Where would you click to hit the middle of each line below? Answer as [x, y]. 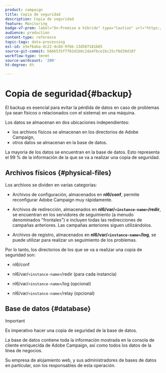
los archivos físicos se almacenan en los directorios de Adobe [75, 132]
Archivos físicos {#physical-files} [59, 173]
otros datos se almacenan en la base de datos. [60, 143]
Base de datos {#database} [48, 309]
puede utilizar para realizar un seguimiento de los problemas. [75, 240]
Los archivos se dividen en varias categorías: [51, 185]
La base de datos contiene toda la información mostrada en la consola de [80, 340]
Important [15, 320]
